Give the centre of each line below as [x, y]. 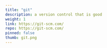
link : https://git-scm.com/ [35, 24]
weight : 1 [16, 19]
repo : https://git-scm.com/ [35, 28]
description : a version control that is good [54, 14]
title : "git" [19, 10]
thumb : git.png [21, 38]
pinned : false [20, 33]
